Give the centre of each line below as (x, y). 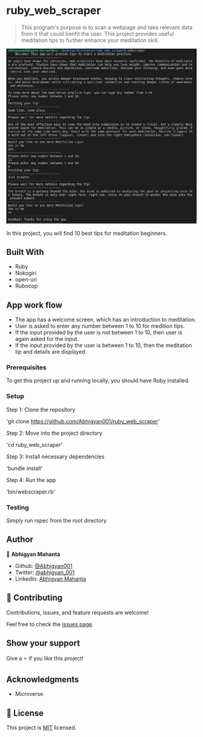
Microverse (29, 694)
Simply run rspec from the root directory (56, 521)
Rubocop (26, 286)
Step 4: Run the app (31, 480)
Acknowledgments (43, 679)
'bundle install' (24, 468)
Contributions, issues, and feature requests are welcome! (78, 612)
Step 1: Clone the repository (41, 409)
